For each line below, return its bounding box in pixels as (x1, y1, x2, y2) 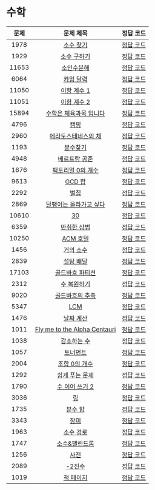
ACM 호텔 (62, 234, 89, 243)
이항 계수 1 (60, 86, 91, 95)
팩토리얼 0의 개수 (52, 166, 99, 174)
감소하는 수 (60, 336, 91, 345)
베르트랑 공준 (58, 154, 93, 163)
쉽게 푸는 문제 (57, 371, 94, 379)
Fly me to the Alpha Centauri (35, 325, 116, 333)
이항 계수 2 (60, 98, 91, 106)
